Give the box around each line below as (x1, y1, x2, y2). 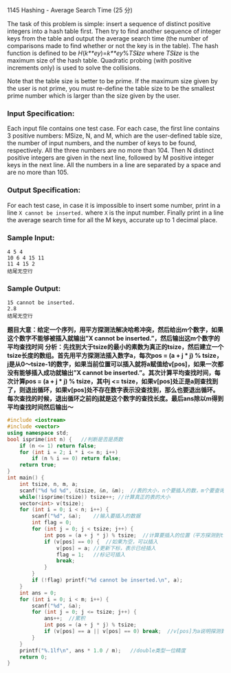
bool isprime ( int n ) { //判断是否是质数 (7, 436, 124, 442)
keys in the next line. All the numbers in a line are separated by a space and (7, 161, 221, 169)
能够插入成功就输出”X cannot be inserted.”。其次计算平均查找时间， (19, 369, 215, 377)
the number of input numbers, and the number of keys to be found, (7, 139, 197, 147)
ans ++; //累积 (43, 615, 86, 622)
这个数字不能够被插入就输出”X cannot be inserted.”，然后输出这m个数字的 (7, 334, 220, 343)
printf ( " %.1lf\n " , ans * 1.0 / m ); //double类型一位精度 (19, 647, 186, 654)
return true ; (19, 462, 57, 469)
